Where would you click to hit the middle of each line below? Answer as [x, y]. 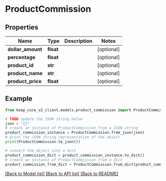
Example [19, 99]
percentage [21, 57]
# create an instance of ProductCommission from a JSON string [72, 128]
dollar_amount [25, 49]
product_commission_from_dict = [38, 164]
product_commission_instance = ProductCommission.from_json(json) [75, 133]
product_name [25, 73]
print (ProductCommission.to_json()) [43, 142]
